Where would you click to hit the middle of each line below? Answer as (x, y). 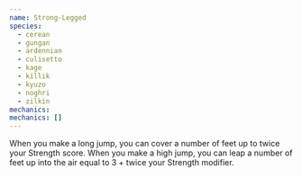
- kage (30, 68)
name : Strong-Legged (48, 18)
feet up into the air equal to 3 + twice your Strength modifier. (122, 163)
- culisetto (40, 59)
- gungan (34, 43)
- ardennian (40, 51)
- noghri (34, 93)
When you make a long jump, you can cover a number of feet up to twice (145, 144)
